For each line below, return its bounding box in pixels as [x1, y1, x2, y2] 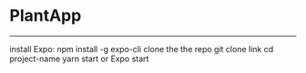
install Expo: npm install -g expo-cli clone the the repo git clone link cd [9, 43, 274, 54]
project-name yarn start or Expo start [9, 53, 149, 64]
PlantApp [9, 5, 82, 26]
